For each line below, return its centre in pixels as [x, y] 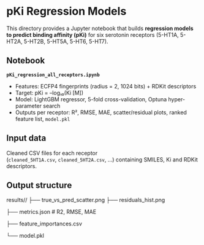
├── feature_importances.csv [44, 224]
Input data [26, 138]
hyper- [177, 99]
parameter [28, 106]
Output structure [39, 185]
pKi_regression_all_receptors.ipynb [53, 75]
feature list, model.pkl [43, 119]
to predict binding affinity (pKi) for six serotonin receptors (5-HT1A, [93, 34]
